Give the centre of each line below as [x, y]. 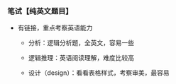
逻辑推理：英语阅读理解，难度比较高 [81, 58]
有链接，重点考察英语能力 [55, 28]
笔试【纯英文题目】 [40, 11]
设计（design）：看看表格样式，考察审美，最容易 [99, 73]
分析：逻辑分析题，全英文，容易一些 [81, 43]
